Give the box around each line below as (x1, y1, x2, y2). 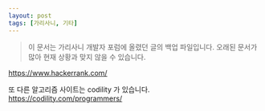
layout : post (8, 11, 52, 20)
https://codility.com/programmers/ (8, 93, 123, 103)
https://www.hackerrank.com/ (8, 68, 108, 77)
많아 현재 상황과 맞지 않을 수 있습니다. (27, 52, 146, 61)
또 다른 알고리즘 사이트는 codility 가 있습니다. (8, 85, 150, 94)
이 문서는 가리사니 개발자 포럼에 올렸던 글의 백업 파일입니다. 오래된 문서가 (27, 42, 258, 52)
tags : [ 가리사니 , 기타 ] (8, 19, 78, 27)
